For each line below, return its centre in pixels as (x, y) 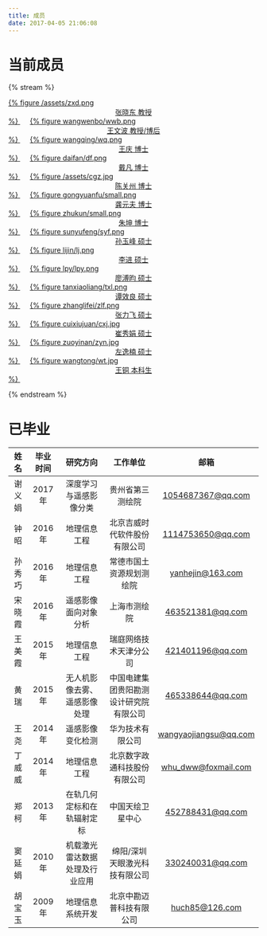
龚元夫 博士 (133, 205)
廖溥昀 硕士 (133, 278)
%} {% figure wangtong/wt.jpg (64, 361)
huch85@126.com (206, 907)
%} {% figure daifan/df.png (58, 158)
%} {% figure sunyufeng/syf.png (66, 232)
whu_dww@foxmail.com (206, 767)
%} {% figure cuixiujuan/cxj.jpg (64, 324)
